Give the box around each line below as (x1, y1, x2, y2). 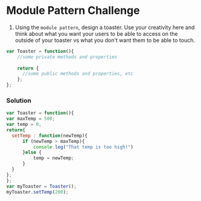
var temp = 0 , (6, 122, 42, 128)
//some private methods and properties (17, 54, 118, 60)
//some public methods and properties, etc (22, 71, 134, 77)
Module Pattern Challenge (6, 4, 140, 18)
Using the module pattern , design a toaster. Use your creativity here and (14, 24, 195, 31)
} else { (22, 150, 42, 156)
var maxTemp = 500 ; (6, 116, 56, 122)
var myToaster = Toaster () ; (6, 183, 77, 189)
